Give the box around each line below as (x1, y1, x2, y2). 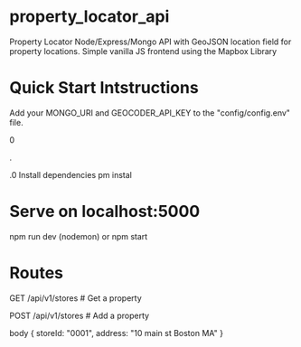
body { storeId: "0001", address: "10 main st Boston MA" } (9, 327, 224, 338)
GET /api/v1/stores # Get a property (9, 292, 142, 304)
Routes (9, 263, 63, 283)
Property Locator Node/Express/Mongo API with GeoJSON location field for (9, 36, 292, 47)
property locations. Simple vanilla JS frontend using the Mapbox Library (9, 45, 277, 56)
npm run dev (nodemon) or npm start (9, 230, 148, 241)
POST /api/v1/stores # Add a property (9, 310, 150, 321)
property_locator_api (9, 6, 170, 27)
